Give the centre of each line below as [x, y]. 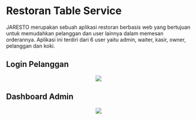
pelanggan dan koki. [31, 46]
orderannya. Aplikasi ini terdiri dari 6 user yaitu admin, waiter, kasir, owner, [96, 39]
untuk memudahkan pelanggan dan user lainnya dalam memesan [85, 33]
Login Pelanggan [38, 64]
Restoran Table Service [64, 11]
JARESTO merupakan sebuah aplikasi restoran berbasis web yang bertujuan [98, 27]
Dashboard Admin [40, 97]
